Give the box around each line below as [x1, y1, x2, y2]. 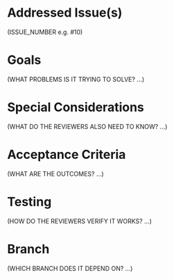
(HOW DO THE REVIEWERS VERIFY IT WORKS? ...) [7, 217, 153, 225]
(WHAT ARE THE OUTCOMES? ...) [7, 169, 104, 178]
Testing [7, 194, 52, 210]
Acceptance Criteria [7, 147, 126, 162]
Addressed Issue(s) [7, 5, 123, 21]
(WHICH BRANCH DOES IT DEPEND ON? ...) [7, 264, 133, 272]
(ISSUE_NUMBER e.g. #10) [7, 28, 83, 36]
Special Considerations [7, 99, 144, 115]
